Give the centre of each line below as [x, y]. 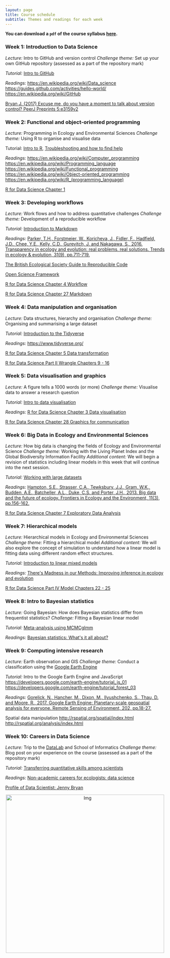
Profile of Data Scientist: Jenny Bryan [44, 788]
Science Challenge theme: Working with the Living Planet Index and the [80, 451]
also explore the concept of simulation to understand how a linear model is [83, 548]
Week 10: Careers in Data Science [48, 736]
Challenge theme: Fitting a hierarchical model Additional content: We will [81, 543]
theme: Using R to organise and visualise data [53, 138]
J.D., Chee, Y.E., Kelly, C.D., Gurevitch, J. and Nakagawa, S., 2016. [74, 244]
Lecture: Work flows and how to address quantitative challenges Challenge [83, 214]
